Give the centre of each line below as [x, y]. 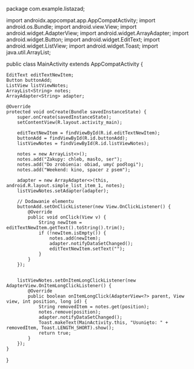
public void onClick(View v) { [67, 217]
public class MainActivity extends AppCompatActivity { [75, 64]
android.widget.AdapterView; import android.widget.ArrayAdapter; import [97, 33]
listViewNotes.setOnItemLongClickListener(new [77, 281]
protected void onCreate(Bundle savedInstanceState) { [77, 112]
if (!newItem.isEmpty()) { [72, 233]
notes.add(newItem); [75, 238]
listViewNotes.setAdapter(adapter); [63, 191]
